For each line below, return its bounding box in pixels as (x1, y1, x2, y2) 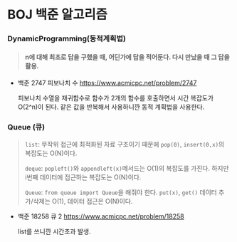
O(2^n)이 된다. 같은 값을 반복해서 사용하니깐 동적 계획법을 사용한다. (17, 102, 205, 111)
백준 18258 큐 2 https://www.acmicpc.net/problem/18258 (17, 211, 184, 221)
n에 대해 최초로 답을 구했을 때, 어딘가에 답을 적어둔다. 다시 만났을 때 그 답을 (24, 53, 230, 61)
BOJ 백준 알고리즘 (7, 6, 108, 23)
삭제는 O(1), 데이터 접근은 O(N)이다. (33, 196, 133, 205)
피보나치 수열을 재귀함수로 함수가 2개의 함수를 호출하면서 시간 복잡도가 (17, 94, 214, 102)
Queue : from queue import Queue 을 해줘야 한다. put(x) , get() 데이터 (24, 188, 217, 196)
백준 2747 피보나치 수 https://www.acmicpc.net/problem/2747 (17, 79, 197, 88)
